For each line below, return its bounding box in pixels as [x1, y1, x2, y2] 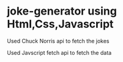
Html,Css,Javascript [7, 17, 114, 31]
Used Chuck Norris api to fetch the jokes [7, 37, 110, 44]
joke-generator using [7, 4, 117, 18]
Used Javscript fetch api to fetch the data [7, 49, 112, 56]
